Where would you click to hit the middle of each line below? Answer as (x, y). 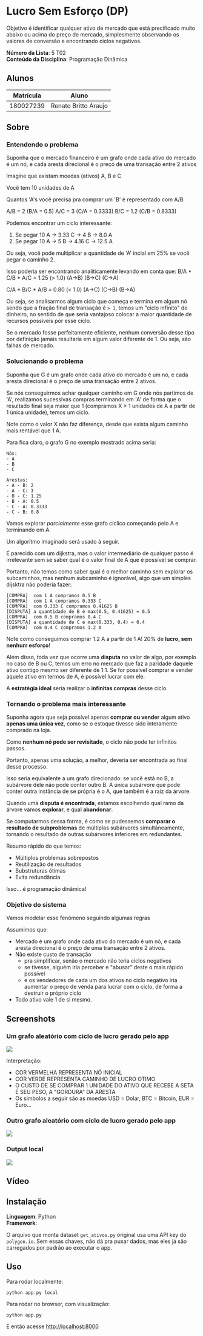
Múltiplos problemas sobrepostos (57, 858)
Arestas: (17, 480)
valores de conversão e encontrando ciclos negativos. (74, 41)
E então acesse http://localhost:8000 (52, 1326)
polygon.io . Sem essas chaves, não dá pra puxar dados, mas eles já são (97, 1241)
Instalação (27, 1202)
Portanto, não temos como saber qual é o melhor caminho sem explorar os (100, 571)
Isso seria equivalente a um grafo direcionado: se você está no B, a (90, 778)
